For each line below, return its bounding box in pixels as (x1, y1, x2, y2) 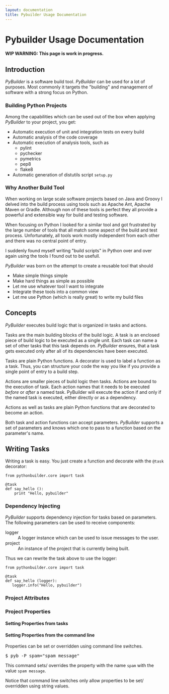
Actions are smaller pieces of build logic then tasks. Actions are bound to (5, 378, 157, 384)
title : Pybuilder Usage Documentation (5, 12, 87, 17)
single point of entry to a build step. (5, 368, 79, 375)
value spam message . (5, 668, 46, 674)
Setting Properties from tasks (5, 620, 68, 627)
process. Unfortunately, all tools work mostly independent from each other (5, 232, 160, 238)
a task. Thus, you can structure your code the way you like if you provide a (5, 363, 160, 369)
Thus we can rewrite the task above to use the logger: (5, 555, 117, 561)
